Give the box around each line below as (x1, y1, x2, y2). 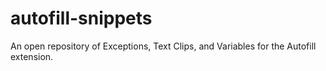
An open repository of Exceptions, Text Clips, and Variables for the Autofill (10, 40, 317, 52)
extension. (10, 50, 54, 62)
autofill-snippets (10, 7, 153, 30)
